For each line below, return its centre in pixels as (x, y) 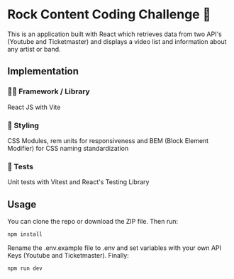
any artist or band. (34, 49)
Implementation (43, 71)
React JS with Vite (34, 107)
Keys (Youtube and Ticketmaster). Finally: (68, 255)
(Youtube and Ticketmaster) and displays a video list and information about (117, 41)
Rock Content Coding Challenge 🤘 (109, 15)
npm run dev (25, 268)
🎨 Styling (23, 125)
